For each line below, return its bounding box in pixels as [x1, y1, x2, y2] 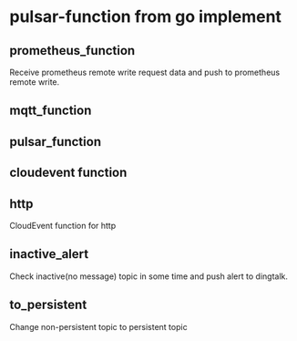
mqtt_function [9, 103, 92, 119]
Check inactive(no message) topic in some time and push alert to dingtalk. [9, 271, 289, 282]
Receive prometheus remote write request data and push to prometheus [9, 67, 281, 77]
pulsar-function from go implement [9, 6, 282, 27]
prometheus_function [9, 43, 136, 58]
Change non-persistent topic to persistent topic [9, 321, 189, 332]
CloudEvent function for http [9, 220, 117, 231]
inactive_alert [9, 246, 89, 262]
